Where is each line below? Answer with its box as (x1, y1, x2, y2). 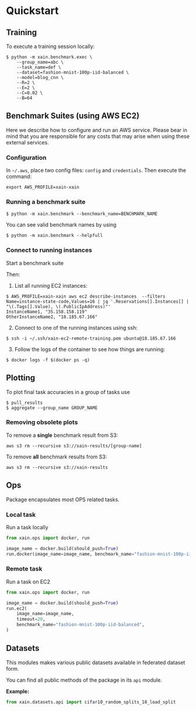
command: (6, 173, 32, 180)
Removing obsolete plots (6, 418, 78, 426)
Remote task (6, 565, 43, 573)
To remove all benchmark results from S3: (6, 453, 107, 460)
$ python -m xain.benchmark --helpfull (6, 233, 103, 239)
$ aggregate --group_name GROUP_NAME (6, 405, 98, 410)
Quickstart (6, 4, 60, 18)
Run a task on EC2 (6, 578, 51, 585)
